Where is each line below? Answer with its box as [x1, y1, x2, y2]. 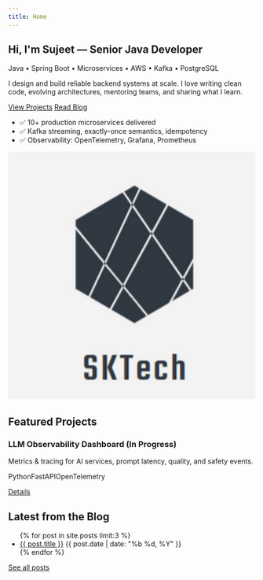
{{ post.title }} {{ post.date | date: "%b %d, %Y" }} [19, 539, 182, 549]
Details [8, 487, 31, 497]
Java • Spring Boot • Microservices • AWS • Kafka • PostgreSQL [8, 64, 220, 73]
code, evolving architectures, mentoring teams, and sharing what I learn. [8, 87, 243, 97]
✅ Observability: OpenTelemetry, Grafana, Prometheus [19, 135, 197, 145]
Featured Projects [8, 415, 97, 428]
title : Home [8, 13, 47, 20]
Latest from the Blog [8, 510, 110, 523]
